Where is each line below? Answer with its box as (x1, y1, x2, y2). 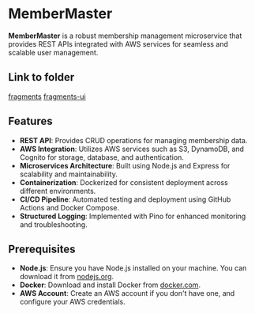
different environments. (19, 186, 96, 195)
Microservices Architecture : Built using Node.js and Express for (19, 161, 231, 170)
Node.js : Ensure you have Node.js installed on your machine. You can (19, 263, 247, 273)
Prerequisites (8, 242, 76, 255)
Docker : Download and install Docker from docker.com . (19, 280, 201, 289)
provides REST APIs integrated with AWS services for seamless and (8, 39, 229, 48)
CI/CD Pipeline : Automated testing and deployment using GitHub (19, 195, 231, 204)
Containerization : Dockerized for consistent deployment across (19, 177, 229, 187)
